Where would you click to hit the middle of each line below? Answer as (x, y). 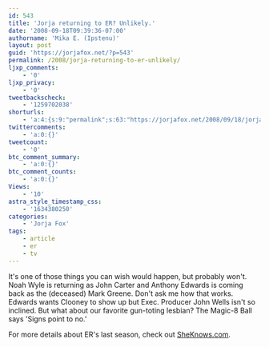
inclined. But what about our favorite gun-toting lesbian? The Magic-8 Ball (130, 310)
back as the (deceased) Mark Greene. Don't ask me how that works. (121, 293)
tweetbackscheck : (37, 98)
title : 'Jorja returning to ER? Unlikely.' (82, 23)
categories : (28, 217)
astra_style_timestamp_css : (55, 201)
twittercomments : (37, 127)
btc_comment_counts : (43, 172)
